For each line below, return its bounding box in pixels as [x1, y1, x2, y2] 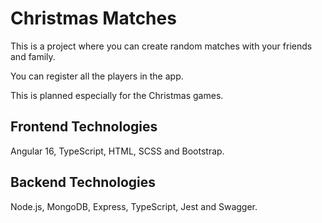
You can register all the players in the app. [10, 70, 184, 82]
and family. [10, 50, 56, 62]
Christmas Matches [10, 7, 177, 30]
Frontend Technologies [10, 118, 158, 136]
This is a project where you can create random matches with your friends [10, 40, 313, 52]
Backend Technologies [10, 174, 157, 191]
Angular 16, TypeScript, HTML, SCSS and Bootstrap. [10, 145, 225, 157]
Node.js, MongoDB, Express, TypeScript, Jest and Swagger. [10, 200, 258, 212]
